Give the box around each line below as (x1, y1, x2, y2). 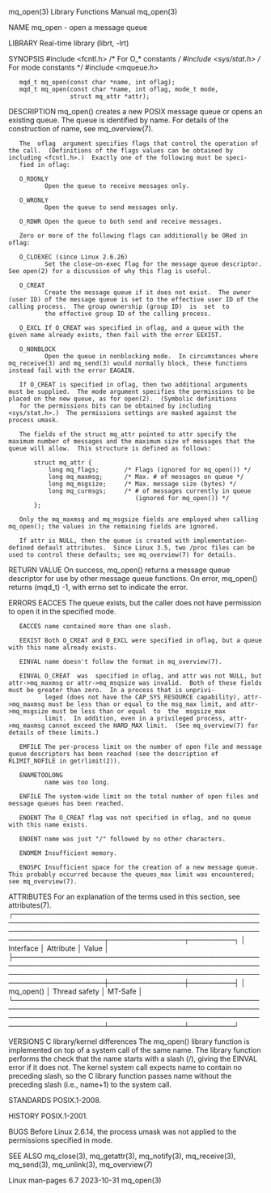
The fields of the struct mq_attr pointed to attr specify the (19, 430, 237, 438)
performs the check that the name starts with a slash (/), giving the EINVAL (8, 1054, 258, 1063)
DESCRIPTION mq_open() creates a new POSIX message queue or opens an (8, 107, 263, 116)
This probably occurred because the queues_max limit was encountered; (8, 870, 255, 879)
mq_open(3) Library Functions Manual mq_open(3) (8, 7, 178, 16)
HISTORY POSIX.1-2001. (8, 1111, 88, 1121)
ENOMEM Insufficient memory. (19, 849, 117, 857)
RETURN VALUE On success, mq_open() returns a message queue (8, 565, 231, 575)
